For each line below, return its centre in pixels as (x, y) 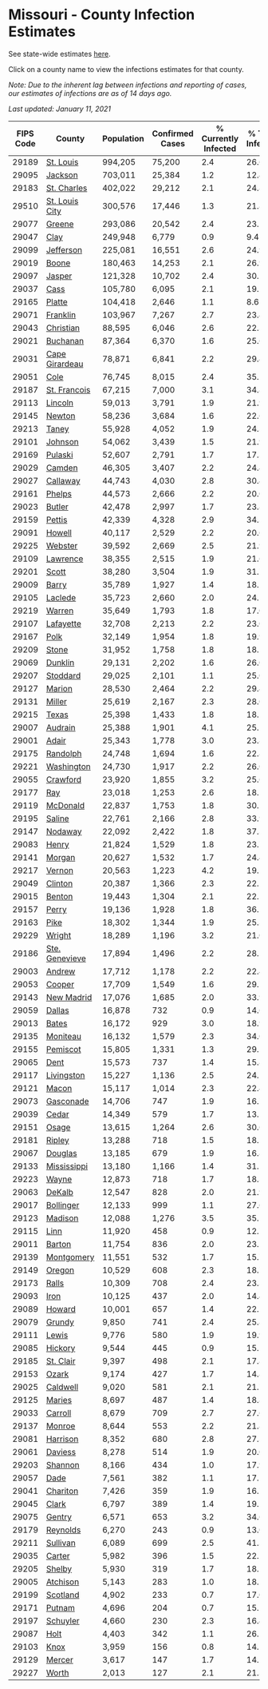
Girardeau (65, 364)
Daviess (61, 1452)
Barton (59, 1244)
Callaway (63, 480)
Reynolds (63, 1530)
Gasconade (67, 1101)
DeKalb (60, 1192)
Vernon (60, 870)
